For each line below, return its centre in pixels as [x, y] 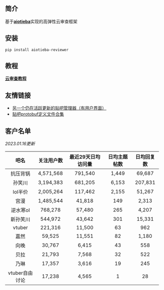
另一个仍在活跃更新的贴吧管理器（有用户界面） [59, 108]
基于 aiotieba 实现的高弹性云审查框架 [41, 21]
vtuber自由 [20, 273]
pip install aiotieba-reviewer [37, 50]
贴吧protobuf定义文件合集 [38, 114]
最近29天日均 [85, 157]
